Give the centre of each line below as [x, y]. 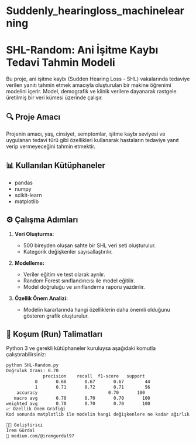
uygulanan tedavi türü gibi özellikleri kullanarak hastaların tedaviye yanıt [93, 140]
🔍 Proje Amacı [33, 117]
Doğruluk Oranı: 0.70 [32, 371]
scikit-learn [28, 195]
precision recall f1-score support [94, 376]
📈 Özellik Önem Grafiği [36, 409]
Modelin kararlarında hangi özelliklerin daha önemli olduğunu [97, 309]
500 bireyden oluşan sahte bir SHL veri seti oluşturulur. [90, 245]
